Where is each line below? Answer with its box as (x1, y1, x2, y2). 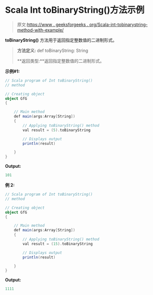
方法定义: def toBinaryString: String (17, 47, 88, 53)
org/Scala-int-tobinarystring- (89, 22, 148, 27)
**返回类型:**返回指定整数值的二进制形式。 (17, 58, 104, 64)
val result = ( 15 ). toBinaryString (22, 241, 93, 246)
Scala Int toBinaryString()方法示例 (5, 4, 145, 16)
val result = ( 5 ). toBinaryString (22, 128, 91, 133)
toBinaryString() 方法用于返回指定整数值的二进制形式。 (5, 37, 117, 43)
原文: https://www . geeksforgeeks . (17, 22, 88, 27)
